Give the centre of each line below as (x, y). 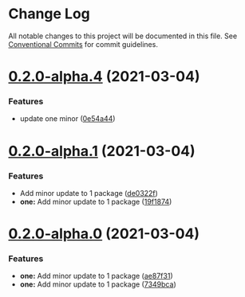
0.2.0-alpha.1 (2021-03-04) (102, 151)
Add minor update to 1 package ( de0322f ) (89, 193)
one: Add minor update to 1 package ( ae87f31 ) (96, 276)
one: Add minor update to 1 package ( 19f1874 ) (96, 201)
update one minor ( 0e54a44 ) (67, 119)
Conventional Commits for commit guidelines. (83, 44)
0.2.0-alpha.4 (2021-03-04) (104, 77)
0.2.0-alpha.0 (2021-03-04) (104, 234)
